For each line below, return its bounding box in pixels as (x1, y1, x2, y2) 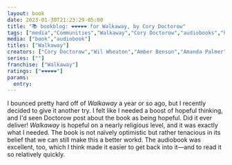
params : (7, 74, 30, 81)
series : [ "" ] (7, 55, 45, 62)
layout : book (7, 10, 45, 17)
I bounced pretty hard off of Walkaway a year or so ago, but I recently (7, 99, 206, 107)
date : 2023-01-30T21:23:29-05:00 (7, 16, 104, 23)
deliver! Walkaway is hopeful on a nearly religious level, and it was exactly (7, 121, 219, 129)
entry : (13, 80, 32, 87)
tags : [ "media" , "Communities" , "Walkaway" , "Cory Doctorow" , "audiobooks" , (7, 29, 221, 36)
